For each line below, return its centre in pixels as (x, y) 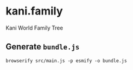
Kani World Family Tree (35, 28)
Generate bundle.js (42, 47)
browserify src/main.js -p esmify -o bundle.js (66, 61)
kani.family (34, 11)
